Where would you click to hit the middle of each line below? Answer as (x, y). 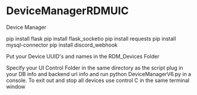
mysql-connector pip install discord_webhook (62, 45)
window (16, 86)
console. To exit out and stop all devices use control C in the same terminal (98, 80)
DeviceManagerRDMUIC (67, 11)
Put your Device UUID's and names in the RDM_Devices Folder (83, 56)
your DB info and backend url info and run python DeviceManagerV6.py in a (99, 74)
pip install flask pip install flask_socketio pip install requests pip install (91, 38)
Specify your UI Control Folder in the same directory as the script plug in (95, 68)
